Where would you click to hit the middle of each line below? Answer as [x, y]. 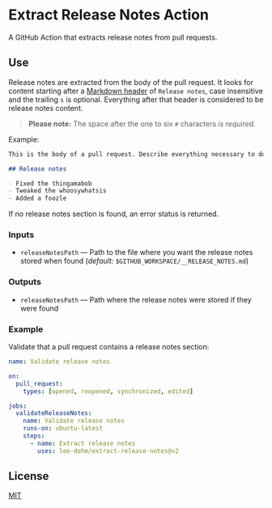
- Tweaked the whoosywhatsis [57, 191]
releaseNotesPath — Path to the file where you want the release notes [136, 252]
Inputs [21, 235]
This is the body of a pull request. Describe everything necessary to [132, 154]
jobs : [17, 406]
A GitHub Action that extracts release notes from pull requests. [113, 37]
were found [39, 308]
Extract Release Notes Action [108, 15]
